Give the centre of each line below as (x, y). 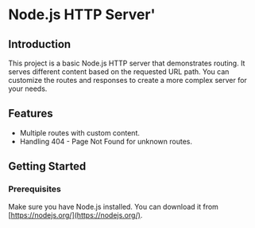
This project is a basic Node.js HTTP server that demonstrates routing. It (127, 63)
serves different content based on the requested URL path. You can (119, 72)
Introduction (40, 44)
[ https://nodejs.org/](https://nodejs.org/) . (75, 215)
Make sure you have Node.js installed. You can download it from (113, 206)
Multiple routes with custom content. (80, 132)
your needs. (28, 88)
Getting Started (47, 166)
